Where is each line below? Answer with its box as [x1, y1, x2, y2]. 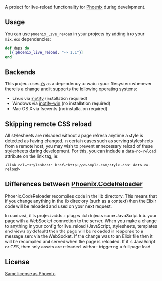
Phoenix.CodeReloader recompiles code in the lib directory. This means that [5, 193, 157, 198]
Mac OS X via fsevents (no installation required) [12, 106, 108, 112]
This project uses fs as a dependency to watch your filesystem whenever [5, 81, 152, 87]
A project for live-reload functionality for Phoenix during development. [5, 4, 146, 10]
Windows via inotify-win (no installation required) [12, 100, 111, 106]
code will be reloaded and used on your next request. [5, 203, 112, 209]
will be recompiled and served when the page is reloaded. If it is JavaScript [5, 238, 156, 244]
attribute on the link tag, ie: [5, 153, 59, 159]
